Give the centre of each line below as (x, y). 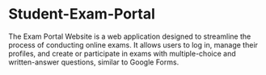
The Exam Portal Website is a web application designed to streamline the (130, 36)
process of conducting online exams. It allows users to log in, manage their (133, 44)
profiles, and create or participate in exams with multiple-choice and (122, 53)
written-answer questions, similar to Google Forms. (94, 62)
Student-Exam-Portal (82, 14)
